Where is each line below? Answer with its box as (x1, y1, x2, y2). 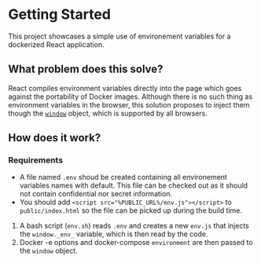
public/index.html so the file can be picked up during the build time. (19, 206, 242, 215)
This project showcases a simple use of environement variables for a (8, 31, 231, 41)
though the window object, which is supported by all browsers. (8, 108, 208, 118)
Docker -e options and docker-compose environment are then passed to (19, 238, 253, 247)
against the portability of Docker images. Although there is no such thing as (8, 92, 253, 101)
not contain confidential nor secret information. (19, 189, 173, 199)
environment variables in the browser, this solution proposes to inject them (8, 100, 250, 109)
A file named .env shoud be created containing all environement (19, 173, 228, 182)
